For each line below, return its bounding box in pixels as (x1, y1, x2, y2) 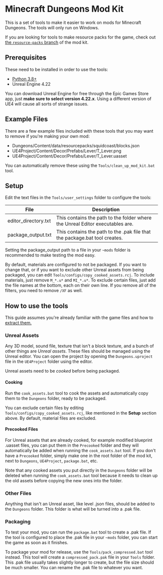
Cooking (5, 379, 23, 385)
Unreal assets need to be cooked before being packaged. (5, 368, 120, 374)
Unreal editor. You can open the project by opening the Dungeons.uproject (5, 354, 153, 359)
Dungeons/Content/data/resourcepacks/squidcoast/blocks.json (12, 142, 140, 148)
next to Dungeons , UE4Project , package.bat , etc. (5, 457, 98, 464)
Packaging (5, 518, 31, 525)
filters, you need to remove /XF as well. (5, 288, 83, 294)
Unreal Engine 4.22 (12, 81, 51, 87)
